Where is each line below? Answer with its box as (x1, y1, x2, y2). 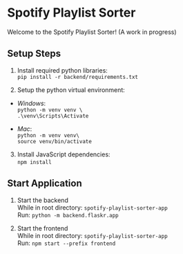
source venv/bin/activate (17, 138, 92, 145)
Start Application (7, 178, 82, 190)
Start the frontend (17, 224, 68, 233)
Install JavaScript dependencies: (17, 150, 110, 158)
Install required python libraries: (17, 66, 108, 74)
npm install (17, 158, 52, 165)
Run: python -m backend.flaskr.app (17, 210, 119, 219)
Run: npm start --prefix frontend (17, 239, 116, 247)
